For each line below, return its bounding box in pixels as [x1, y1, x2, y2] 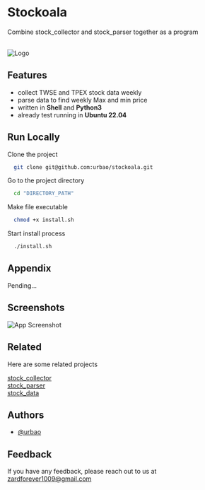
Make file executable [7, 203, 69, 211]
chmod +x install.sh [13, 216, 74, 223]
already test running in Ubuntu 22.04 [17, 110, 127, 119]
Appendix [7, 262, 52, 274]
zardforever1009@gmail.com [7, 474, 92, 483]
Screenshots [7, 302, 65, 314]
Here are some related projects [7, 360, 98, 368]
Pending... [7, 281, 37, 290]
